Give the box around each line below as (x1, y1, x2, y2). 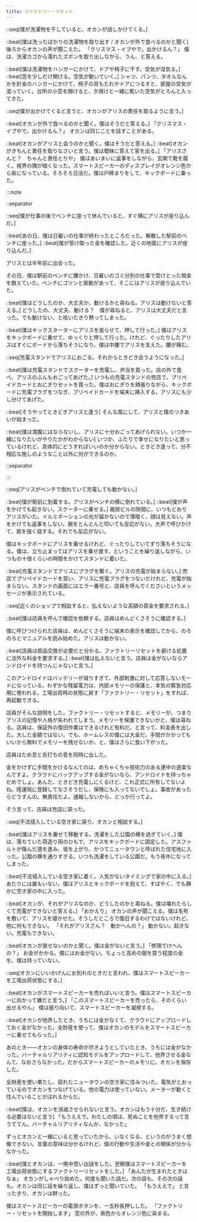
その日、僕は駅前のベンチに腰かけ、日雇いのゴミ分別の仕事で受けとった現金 (6, 272, 192, 279)
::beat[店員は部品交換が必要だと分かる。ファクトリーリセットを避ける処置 (6, 647, 187, 654)
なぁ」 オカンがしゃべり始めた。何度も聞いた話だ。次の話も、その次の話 (6, 1175, 183, 1182)
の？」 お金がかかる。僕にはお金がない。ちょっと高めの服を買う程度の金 (6, 949, 183, 956)
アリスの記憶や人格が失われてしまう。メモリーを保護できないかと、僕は (6, 716, 181, 723)
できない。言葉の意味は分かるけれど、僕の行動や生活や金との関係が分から (11, 1140, 192, 1147)
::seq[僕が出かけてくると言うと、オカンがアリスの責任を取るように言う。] (6, 107, 184, 114)
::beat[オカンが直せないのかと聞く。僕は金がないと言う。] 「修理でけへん (6, 942, 183, 949)
